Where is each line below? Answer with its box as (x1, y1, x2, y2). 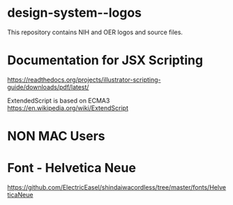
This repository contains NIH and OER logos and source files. (7, 28, 183, 36)
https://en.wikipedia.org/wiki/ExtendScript (7, 103, 129, 112)
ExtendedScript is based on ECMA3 (7, 96, 110, 105)
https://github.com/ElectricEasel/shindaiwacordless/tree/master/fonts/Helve (7, 183, 227, 191)
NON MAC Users (7, 128, 105, 144)
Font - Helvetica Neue (7, 160, 136, 176)
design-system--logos (7, 5, 142, 21)
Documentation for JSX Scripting (7, 52, 204, 68)
